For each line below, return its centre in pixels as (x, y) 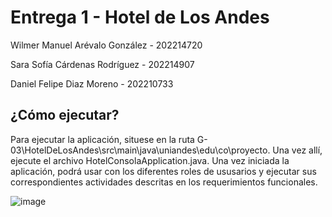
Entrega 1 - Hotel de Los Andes (140, 17)
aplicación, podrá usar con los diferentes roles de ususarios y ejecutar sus (163, 171)
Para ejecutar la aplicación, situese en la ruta (102, 139)
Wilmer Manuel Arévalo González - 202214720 (106, 45)
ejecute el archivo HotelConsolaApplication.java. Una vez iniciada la (150, 160)
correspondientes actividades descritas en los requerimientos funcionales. (164, 182)
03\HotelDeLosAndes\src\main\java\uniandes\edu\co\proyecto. (140, 150)
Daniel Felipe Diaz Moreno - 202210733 (92, 83)
